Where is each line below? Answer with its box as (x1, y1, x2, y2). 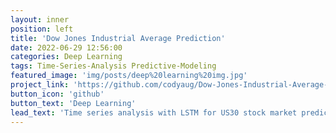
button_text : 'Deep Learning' (10, 98, 137, 108)
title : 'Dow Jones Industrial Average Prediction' (10, 33, 226, 43)
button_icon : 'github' (10, 89, 105, 99)
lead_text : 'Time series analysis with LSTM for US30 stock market (10, 107, 298, 118)
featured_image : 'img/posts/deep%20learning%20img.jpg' (10, 71, 248, 81)
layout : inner (10, 14, 70, 25)
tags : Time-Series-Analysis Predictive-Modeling (10, 61, 217, 71)
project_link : (10, 80, 70, 90)
